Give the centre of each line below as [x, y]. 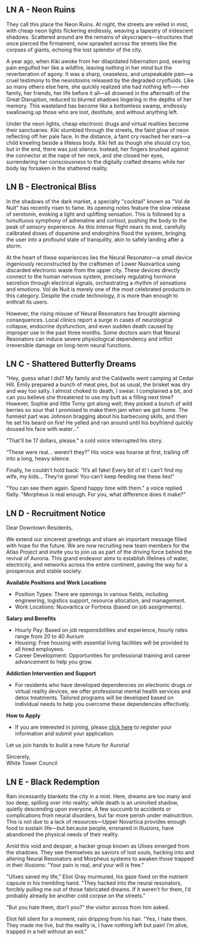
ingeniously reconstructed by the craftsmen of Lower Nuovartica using [93, 264]
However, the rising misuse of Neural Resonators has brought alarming [93, 313]
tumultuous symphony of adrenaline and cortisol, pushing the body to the [96, 220]
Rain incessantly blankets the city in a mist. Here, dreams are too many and [99, 796]
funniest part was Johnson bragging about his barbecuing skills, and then [97, 416]
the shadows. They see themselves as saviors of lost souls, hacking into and [100, 853]
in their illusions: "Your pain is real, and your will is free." [75, 865]
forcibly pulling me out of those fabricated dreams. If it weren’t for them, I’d [99, 890]
